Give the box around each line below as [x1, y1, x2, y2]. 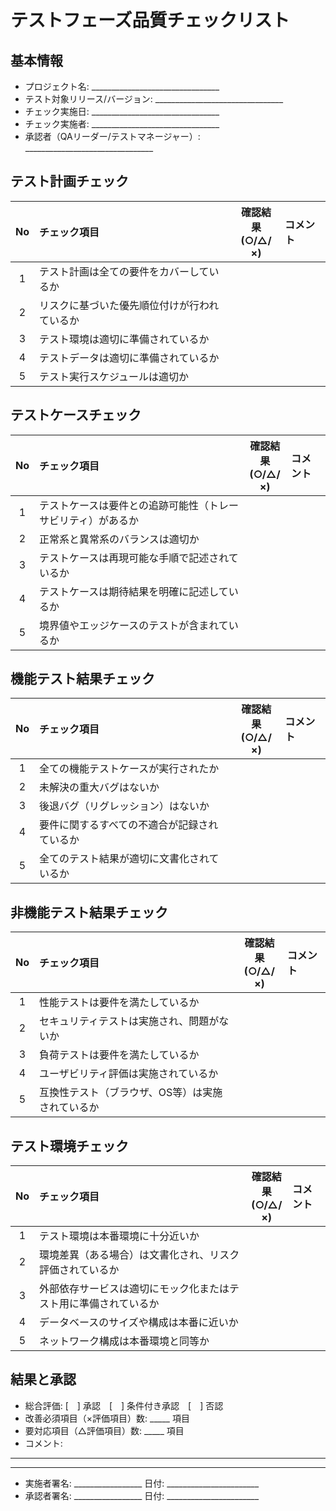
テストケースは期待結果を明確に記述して [39, 584, 229, 598]
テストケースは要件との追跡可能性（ [39, 498, 210, 512]
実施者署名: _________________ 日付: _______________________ [24, 1477, 260, 1489]
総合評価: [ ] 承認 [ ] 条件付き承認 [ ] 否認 [24, 1399, 224, 1411]
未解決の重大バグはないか [39, 781, 160, 795]
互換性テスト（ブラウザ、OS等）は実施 [39, 1086, 223, 1100]
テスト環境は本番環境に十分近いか [39, 1229, 200, 1243]
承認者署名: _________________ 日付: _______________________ [24, 1489, 260, 1501]
